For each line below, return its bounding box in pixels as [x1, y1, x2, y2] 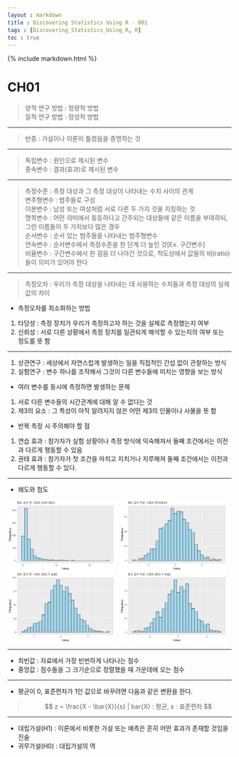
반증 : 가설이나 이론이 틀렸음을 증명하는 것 [24, 134, 141, 143]
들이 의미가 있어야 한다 [24, 258, 88, 267]
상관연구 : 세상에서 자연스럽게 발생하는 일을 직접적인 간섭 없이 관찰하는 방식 [17, 359, 227, 367]
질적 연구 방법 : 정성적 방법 [24, 112, 100, 121]
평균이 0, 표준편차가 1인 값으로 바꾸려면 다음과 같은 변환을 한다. [17, 687, 193, 696]
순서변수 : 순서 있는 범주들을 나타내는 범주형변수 [24, 231, 158, 240]
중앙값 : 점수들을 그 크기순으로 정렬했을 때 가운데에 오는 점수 [17, 665, 185, 674]
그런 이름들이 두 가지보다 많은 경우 [24, 223, 120, 231]
